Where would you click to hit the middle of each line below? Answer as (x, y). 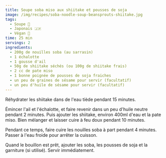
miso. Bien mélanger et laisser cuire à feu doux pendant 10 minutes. (75, 120)
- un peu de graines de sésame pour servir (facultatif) (71, 80)
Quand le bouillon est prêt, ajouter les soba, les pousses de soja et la (76, 145)
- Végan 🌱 (20, 33)
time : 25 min (19, 38)
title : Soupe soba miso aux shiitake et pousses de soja (66, 10)
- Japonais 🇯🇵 (26, 29)
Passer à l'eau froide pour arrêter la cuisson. (51, 135)
